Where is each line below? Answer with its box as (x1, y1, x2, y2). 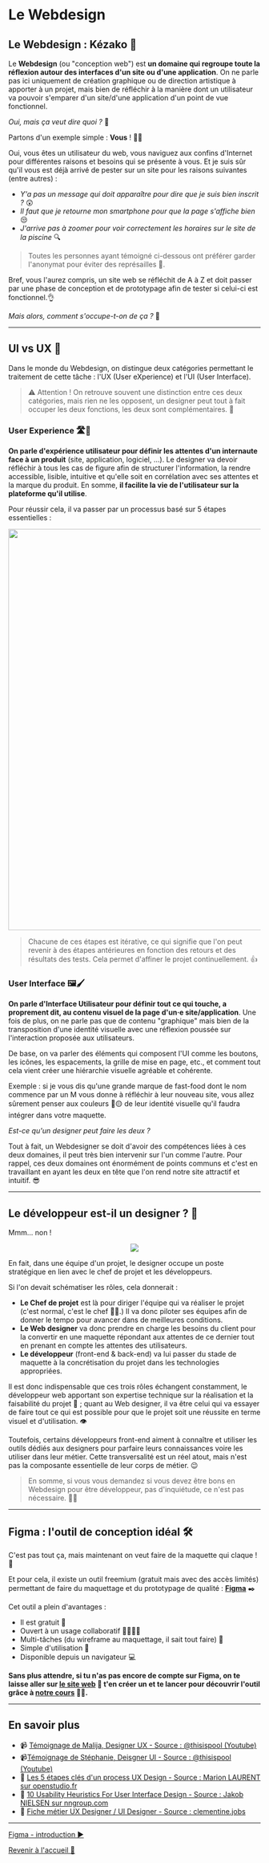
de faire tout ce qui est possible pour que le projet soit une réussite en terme (8, 1407, 261, 1418)
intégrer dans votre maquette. (8, 1110, 106, 1121)
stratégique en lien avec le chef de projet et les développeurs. (8, 1267, 213, 1277)
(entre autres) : (8, 174, 58, 183)
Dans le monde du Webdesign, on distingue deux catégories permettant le (8, 363, 254, 372)
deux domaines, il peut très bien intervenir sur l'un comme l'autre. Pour (8, 1150, 243, 1160)
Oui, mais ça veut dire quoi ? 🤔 (8, 117, 110, 126)
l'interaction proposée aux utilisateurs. (8, 1033, 134, 1043)
